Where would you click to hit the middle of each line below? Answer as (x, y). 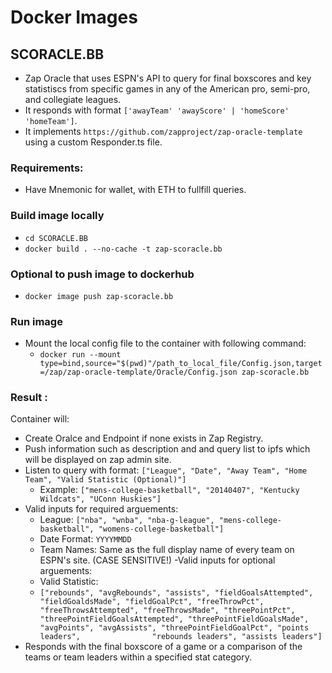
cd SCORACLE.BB (56, 238)
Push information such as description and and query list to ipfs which (167, 449)
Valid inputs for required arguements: (101, 509)
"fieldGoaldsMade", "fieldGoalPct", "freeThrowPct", (152, 602)
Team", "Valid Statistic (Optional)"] (105, 480)
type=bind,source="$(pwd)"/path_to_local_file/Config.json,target (181, 364)
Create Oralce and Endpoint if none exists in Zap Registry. (144, 438)
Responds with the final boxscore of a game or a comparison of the (163, 647)
